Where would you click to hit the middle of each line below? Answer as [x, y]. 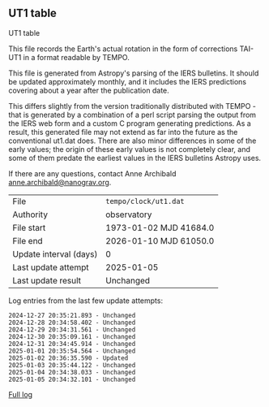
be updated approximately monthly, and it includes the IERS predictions [128, 81]
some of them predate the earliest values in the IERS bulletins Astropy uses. [135, 158]
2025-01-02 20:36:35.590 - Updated [68, 358]
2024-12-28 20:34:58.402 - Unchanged [72, 323]
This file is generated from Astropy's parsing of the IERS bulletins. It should [134, 73]
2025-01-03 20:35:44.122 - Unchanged [72, 365]
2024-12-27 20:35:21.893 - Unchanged [72, 315]
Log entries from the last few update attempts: [86, 301]
